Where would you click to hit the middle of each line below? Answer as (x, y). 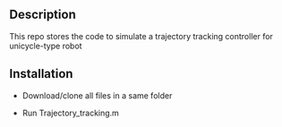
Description (43, 15)
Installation (41, 74)
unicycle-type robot (46, 46)
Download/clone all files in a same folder (97, 95)
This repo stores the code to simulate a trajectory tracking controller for (141, 36)
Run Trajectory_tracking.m (70, 113)
